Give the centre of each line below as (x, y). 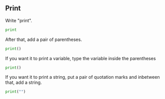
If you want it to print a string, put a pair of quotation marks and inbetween (82, 77)
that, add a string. (23, 82)
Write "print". (19, 20)
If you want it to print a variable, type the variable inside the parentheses (81, 58)
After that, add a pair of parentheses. (44, 39)
